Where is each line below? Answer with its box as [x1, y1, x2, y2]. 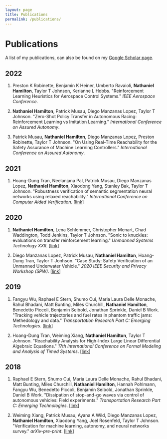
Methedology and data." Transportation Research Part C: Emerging [12, 317, 151, 323]
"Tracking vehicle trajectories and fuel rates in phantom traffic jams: [12, 312, 152, 318]
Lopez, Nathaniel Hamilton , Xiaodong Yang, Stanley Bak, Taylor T [12, 183, 148, 189]
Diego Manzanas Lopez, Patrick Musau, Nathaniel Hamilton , [12, 252, 138, 258]
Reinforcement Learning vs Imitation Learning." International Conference [12, 119, 162, 125]
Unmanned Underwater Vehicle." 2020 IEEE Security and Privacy [12, 263, 147, 269]
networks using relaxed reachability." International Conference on [12, 193, 148, 199]
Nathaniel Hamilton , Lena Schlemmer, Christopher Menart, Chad [12, 226, 146, 233]
